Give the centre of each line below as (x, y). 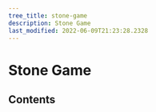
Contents (32, 100)
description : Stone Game (50, 23)
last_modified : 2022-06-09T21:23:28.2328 (78, 30)
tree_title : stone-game (48, 16)
